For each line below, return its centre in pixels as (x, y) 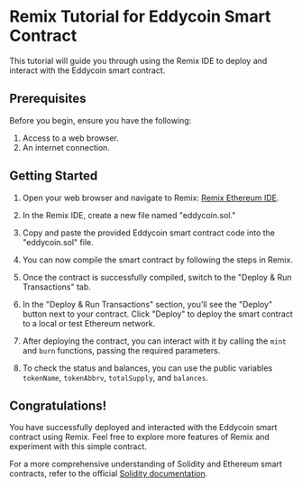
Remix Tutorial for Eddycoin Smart (140, 17)
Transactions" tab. (57, 287)
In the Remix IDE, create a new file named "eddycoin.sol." (129, 215)
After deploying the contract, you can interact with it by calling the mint (154, 341)
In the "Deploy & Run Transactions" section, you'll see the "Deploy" (147, 304)
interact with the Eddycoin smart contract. (87, 70)
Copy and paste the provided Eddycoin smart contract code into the (149, 233)
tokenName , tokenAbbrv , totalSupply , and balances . (115, 377)
